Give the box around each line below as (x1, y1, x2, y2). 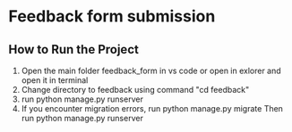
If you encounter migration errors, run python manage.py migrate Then (21, 103, 284, 113)
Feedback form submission (8, 6, 216, 27)
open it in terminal (21, 75, 89, 86)
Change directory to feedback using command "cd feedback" (21, 85, 250, 95)
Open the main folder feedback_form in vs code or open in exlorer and (21, 65, 281, 76)
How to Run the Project (8, 42, 140, 57)
